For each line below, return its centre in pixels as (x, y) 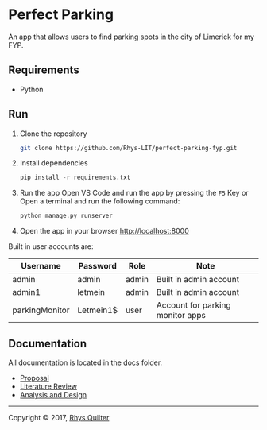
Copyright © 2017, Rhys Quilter (59, 418)
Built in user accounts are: (51, 246)
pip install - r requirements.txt (75, 178)
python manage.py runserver (66, 216)
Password (98, 266)
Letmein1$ (98, 310)
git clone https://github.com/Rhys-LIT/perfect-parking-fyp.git (128, 148)
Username (41, 266)
